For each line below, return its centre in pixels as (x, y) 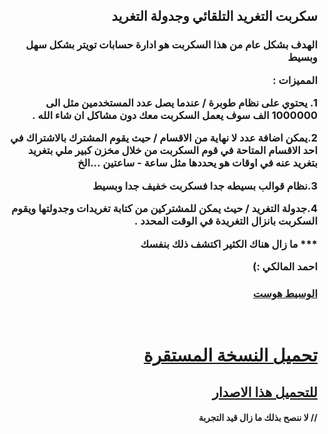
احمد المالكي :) (285, 266)
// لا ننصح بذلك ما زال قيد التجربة (258, 418)
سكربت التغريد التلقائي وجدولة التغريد (214, 16)
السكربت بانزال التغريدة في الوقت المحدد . (226, 221)
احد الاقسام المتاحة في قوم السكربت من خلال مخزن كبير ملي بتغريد (172, 151)
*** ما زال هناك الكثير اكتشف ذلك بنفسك (229, 244)
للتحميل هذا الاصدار (264, 392)
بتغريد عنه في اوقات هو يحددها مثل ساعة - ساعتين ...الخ (197, 163)
